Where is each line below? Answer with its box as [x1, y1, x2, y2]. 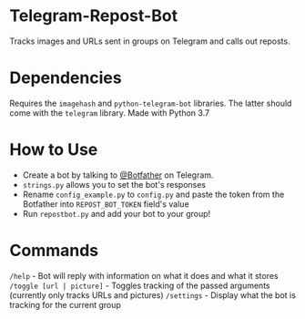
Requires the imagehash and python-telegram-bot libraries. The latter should [9, 98, 292, 108]
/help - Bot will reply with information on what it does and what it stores [9, 270, 280, 281]
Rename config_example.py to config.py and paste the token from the [22, 189, 285, 200]
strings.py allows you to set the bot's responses [22, 179, 207, 190]
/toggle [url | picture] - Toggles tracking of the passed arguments [9, 280, 270, 291]
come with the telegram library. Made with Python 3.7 [9, 107, 210, 118]
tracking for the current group [9, 299, 121, 310]
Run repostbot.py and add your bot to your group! [22, 208, 211, 219]
